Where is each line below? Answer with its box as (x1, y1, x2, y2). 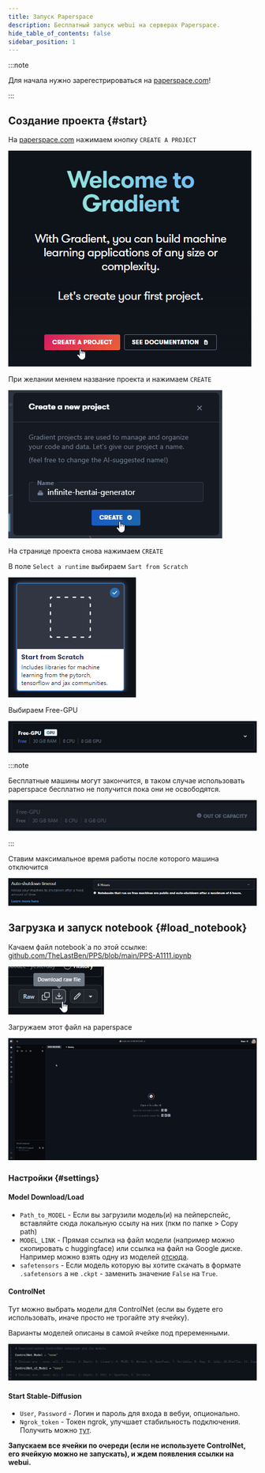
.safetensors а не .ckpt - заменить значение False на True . (19, 1268, 218, 1278)
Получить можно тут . (19, 1426, 92, 1435)
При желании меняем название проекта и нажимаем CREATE (8, 375, 211, 384)
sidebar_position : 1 (8, 38, 77, 46)
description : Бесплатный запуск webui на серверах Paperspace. (8, 21, 221, 29)
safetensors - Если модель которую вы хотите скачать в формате (19, 1260, 242, 1270)
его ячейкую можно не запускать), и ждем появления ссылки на (8, 1449, 234, 1459)
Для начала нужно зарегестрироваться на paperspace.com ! (8, 76, 211, 85)
